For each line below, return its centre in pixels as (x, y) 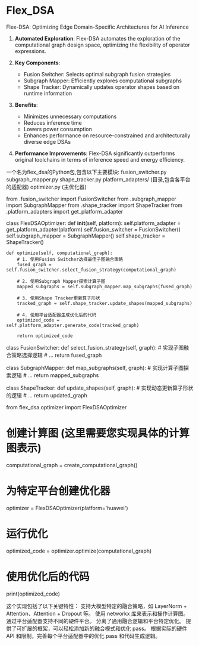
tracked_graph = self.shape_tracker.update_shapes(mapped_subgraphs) (105, 303)
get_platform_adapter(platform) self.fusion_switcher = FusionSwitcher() (94, 229)
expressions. (30, 51)
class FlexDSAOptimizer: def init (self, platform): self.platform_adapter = (94, 223)
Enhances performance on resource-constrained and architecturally (107, 135)
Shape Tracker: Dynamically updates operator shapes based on (102, 87)
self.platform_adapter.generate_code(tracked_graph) (73, 325)
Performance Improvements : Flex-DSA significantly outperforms (95, 153)
